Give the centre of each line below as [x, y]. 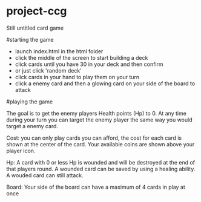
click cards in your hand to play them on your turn [77, 77]
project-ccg [37, 11]
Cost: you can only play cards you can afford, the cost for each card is [94, 138]
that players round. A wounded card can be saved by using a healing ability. [101, 169]
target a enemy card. [32, 126]
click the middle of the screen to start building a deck [81, 57]
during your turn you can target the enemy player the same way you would [99, 120]
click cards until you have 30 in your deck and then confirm [89, 64]
